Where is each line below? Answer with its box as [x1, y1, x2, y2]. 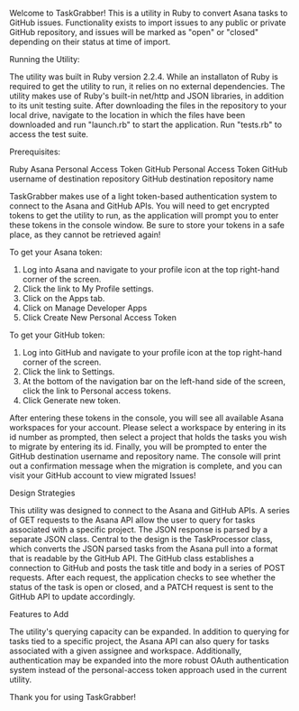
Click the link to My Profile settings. [22, 283, 155, 294]
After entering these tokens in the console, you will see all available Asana [9, 412, 284, 423]
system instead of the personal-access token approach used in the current [9, 665, 287, 675]
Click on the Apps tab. [22, 293, 105, 303]
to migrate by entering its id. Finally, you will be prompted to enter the [9, 441, 267, 452]
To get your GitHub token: [9, 329, 105, 340]
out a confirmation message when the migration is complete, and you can [9, 460, 283, 471]
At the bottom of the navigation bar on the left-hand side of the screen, [22, 376, 286, 386]
